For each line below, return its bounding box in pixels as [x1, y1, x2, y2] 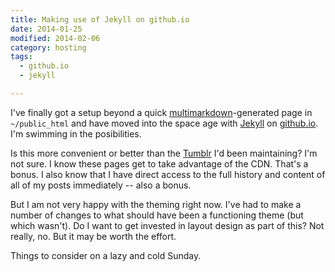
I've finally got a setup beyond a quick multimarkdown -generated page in [10, 106, 313, 118]
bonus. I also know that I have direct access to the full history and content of [10, 168, 326, 180]
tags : [10, 52, 33, 62]
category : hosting [10, 42, 87, 53]
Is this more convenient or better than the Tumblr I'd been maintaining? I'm [10, 147, 318, 159]
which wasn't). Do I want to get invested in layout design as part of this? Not [10, 219, 325, 231]
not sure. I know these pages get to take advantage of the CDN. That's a [10, 157, 309, 170]
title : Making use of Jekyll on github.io [10, 14, 190, 25]
